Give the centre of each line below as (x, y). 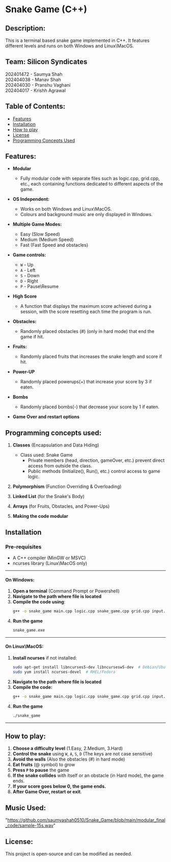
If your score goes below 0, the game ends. (59, 787)
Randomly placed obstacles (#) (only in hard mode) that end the (87, 331)
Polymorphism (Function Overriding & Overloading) (67, 487)
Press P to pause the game (41, 770)
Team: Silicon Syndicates (46, 62)
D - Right (29, 281)
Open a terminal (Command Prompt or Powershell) (66, 591)
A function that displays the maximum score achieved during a (86, 306)
